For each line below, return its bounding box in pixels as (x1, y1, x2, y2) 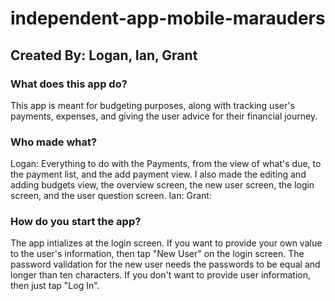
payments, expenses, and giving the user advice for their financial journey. (10, 110, 318, 122)
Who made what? (10, 135, 98, 149)
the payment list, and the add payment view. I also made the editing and (10, 168, 307, 181)
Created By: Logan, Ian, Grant (10, 47, 198, 64)
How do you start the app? (10, 215, 142, 229)
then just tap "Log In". (10, 280, 100, 292)
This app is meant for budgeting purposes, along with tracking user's (10, 99, 295, 111)
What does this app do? (10, 77, 128, 91)
